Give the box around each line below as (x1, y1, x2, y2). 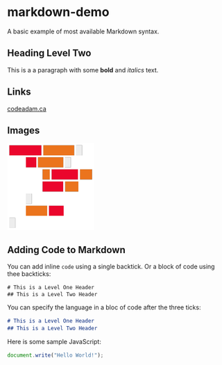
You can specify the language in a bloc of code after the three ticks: (7, 303, 201, 311)
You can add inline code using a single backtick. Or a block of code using (7, 262, 215, 271)
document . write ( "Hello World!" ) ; (7, 352, 104, 359)
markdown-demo (7, 4, 110, 20)
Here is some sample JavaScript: (7, 337, 102, 346)
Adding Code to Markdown (7, 244, 126, 256)
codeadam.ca (7, 104, 46, 113)
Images (7, 124, 40, 136)
